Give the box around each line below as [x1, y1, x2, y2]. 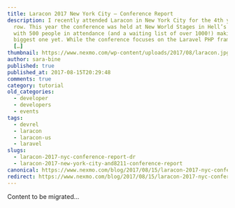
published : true [7, 62, 55, 69]
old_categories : [7, 88, 55, 95]
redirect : [7, 173, 36, 180]
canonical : [7, 166, 39, 174]
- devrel [13, 120, 39, 128]
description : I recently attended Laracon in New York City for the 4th [7, 17, 224, 24]
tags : [7, 114, 23, 121]
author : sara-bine [7, 56, 61, 63]
